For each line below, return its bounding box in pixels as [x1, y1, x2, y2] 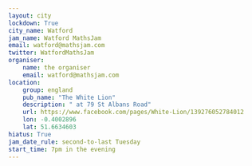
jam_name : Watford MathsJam [8, 34, 102, 42]
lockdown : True [8, 19, 59, 27]
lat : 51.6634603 [22, 123, 77, 131]
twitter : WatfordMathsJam [8, 49, 94, 57]
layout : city [8, 11, 52, 20]
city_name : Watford [8, 26, 73, 34]
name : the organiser [22, 64, 91, 72]
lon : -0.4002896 [22, 116, 77, 124]
